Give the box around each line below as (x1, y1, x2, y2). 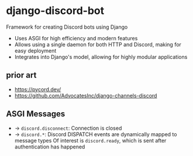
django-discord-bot (6, 4, 104, 18)
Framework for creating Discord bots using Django (6, 23, 128, 30)
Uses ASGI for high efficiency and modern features (14, 34, 138, 41)
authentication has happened (14, 143, 85, 150)
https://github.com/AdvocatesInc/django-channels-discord (14, 92, 157, 99)
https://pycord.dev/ (14, 86, 61, 93)
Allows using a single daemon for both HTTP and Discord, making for (14, 41, 181, 48)
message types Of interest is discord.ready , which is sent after (14, 137, 167, 144)
